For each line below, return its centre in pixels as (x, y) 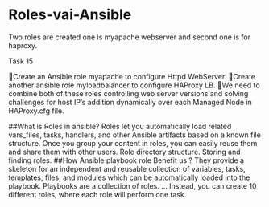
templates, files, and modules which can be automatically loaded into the (129, 177)
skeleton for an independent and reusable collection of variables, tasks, (127, 168)
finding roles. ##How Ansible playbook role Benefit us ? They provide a (126, 160)
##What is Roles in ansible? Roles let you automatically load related (120, 126)
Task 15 (21, 61)
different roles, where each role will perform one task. (97, 194)
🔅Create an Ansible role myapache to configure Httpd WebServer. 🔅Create (132, 76)
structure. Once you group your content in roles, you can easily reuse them (133, 143)
